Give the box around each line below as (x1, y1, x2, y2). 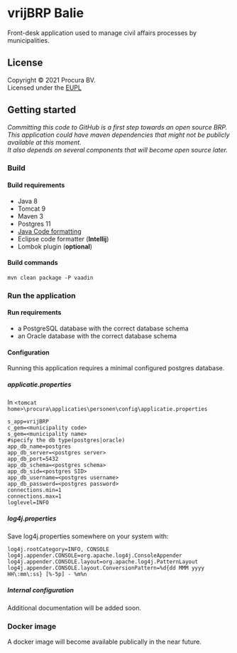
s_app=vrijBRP (7, 418, 50, 425)
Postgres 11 (17, 219, 51, 228)
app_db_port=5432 (7, 456, 59, 463)
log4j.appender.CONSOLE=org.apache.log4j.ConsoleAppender (7, 552, 182, 560)
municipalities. (7, 36, 50, 44)
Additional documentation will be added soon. (7, 604, 142, 612)
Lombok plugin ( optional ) (17, 242, 93, 251)
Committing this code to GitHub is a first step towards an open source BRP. (7, 122, 228, 131)
